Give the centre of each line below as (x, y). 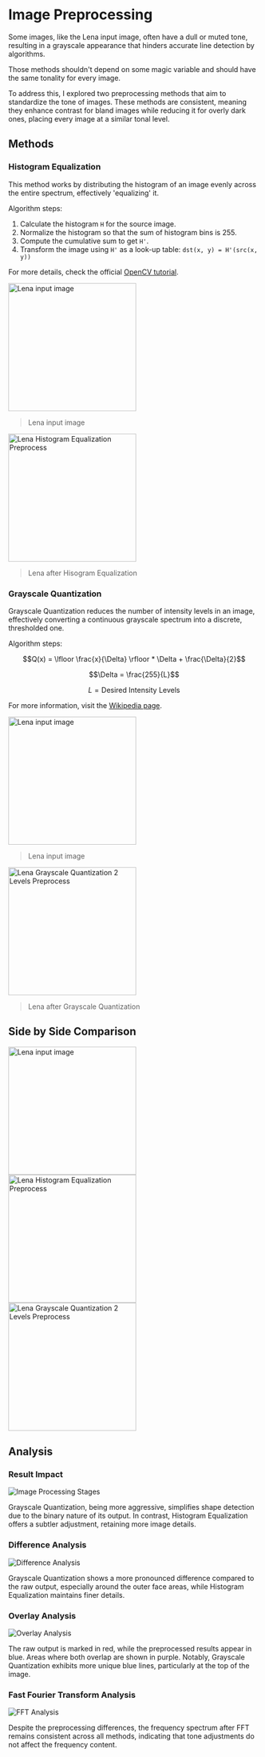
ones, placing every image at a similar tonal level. (89, 118)
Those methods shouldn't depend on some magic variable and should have (132, 69)
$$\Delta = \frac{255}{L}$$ (134, 674)
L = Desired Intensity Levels (134, 690)
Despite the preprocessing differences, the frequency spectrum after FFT (129, 1728)
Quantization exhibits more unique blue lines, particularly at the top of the (129, 1666)
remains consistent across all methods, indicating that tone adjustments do (132, 1736)
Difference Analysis (47, 1545)
